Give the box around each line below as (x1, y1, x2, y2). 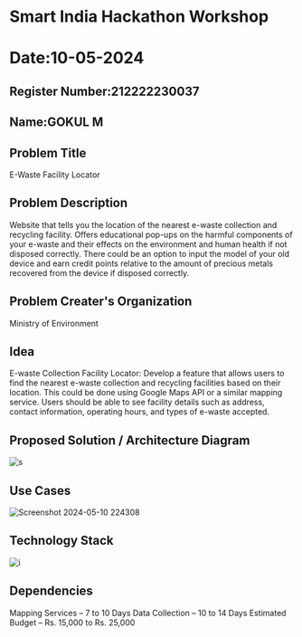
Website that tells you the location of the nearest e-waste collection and (9, 219, 278, 230)
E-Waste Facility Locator (9, 169, 101, 180)
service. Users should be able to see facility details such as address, (9, 396, 265, 408)
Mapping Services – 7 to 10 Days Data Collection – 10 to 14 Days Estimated (9, 607, 287, 618)
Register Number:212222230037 (9, 83, 200, 99)
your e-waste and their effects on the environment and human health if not (9, 238, 288, 250)
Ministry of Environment (9, 318, 99, 328)
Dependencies (9, 584, 93, 599)
